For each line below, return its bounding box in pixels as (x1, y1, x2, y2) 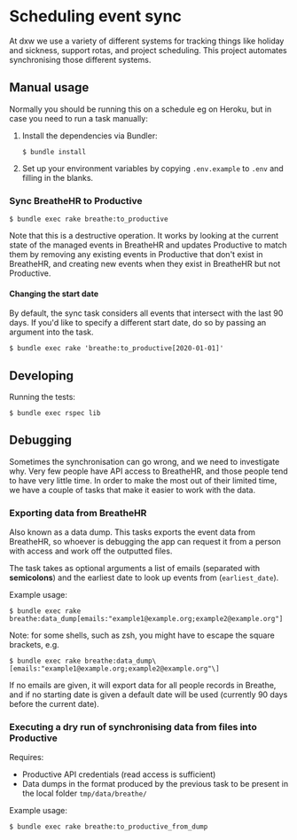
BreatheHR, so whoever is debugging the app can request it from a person (9, 537, 281, 547)
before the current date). (9, 699, 99, 710)
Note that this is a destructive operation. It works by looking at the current (9, 231, 279, 241)
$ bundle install (21, 147, 87, 156)
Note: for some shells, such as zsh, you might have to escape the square (9, 630, 275, 640)
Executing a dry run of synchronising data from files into (9, 721, 257, 734)
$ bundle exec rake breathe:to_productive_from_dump (9, 822, 208, 831)
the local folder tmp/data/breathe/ (21, 788, 148, 799)
